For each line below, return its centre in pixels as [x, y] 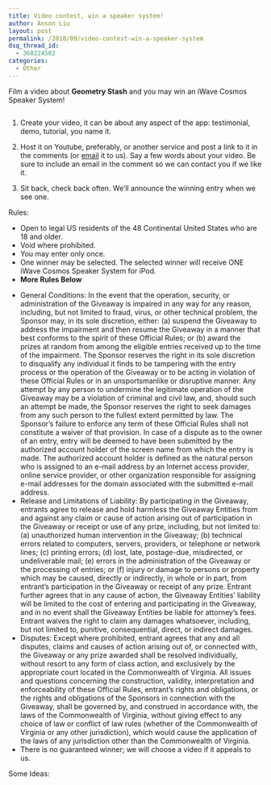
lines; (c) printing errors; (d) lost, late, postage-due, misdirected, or [131, 552]
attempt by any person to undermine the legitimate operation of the [132, 389]
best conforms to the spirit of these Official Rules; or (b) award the [130, 338]
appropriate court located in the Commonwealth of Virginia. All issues [135, 672]
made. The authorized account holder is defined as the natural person [136, 457]
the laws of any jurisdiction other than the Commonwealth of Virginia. [135, 741]
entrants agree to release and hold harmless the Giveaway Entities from [139, 509]
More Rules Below [51, 279]
